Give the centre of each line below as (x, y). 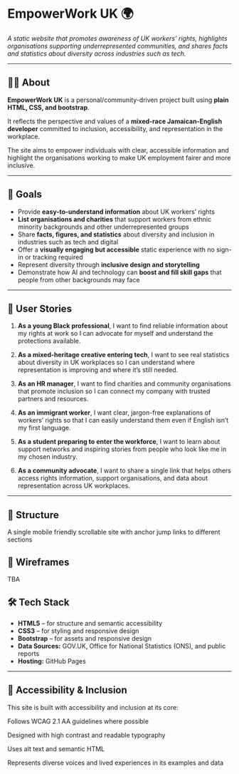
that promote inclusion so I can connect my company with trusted (114, 391)
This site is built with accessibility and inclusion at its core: (93, 707)
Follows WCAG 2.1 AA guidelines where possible (78, 721)
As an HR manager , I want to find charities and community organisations (124, 384)
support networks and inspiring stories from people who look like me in (122, 449)
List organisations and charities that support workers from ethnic (115, 219)
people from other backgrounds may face (79, 279)
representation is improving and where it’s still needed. (98, 370)
